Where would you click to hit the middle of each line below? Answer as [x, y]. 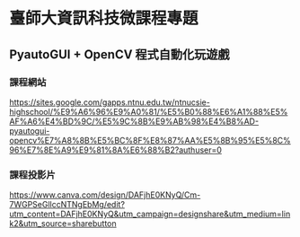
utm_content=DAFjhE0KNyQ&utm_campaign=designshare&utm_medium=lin [150, 214]
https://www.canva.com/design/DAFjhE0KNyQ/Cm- [105, 195]
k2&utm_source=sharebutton [63, 224]
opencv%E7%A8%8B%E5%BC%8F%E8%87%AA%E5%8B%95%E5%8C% [150, 140]
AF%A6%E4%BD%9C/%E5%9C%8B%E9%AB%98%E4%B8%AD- [134, 121]
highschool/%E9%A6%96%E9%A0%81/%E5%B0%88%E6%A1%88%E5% [149, 111]
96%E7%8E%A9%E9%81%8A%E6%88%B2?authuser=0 [116, 150]
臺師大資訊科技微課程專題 [104, 18]
